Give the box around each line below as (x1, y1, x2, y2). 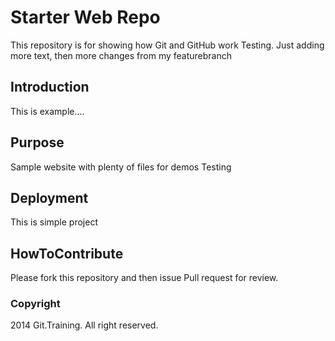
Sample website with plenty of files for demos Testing (10, 161, 232, 173)
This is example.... (10, 105, 85, 117)
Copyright (10, 297, 61, 311)
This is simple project (10, 216, 98, 228)
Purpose (10, 134, 65, 151)
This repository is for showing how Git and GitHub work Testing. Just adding (10, 39, 325, 51)
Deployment (10, 189, 89, 206)
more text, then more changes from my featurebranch (10, 49, 232, 61)
